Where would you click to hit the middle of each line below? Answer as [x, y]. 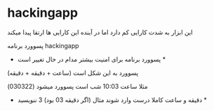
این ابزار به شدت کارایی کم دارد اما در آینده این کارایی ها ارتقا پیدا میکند [100, 32]
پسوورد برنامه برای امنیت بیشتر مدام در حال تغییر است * [92, 59]
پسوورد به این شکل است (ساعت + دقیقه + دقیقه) [73, 73]
